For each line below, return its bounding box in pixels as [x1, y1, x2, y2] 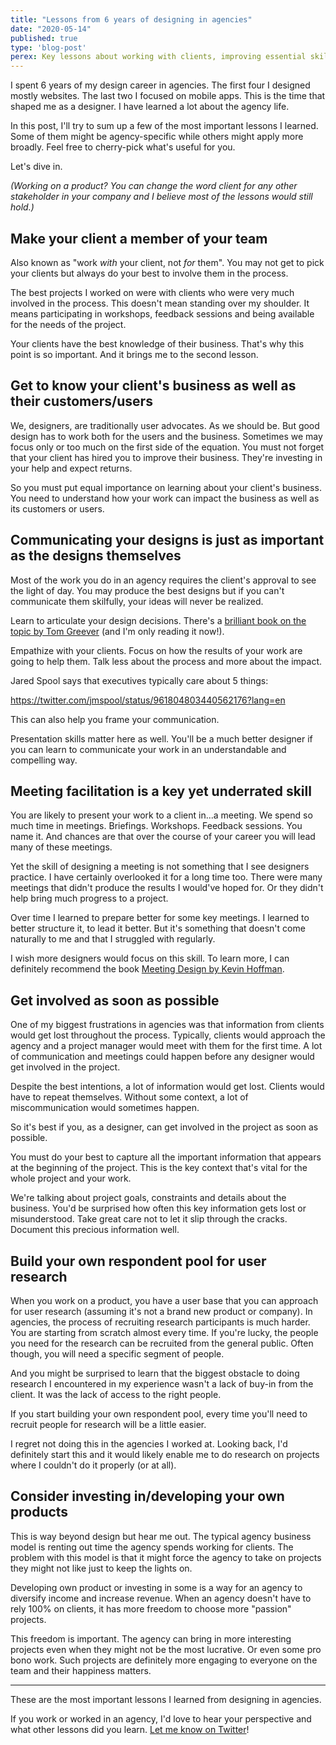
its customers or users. [10, 502, 105, 515]
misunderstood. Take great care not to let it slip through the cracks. [10, 1213, 288, 1225]
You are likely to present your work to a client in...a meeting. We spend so [10, 809, 313, 821]
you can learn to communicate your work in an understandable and [10, 743, 287, 755]
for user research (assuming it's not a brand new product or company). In [10, 1306, 313, 1317]
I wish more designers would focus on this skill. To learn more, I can [10, 952, 290, 965]
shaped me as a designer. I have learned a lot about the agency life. [10, 101, 290, 113]
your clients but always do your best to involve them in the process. [10, 267, 289, 279]
